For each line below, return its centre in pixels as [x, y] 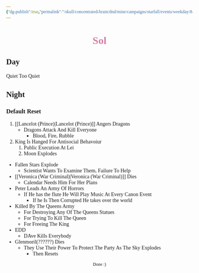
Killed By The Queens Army [45, 206]
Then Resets [45, 254]
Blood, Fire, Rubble [53, 136]
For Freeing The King [46, 224]
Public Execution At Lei [49, 148]
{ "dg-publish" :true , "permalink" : [34, 12]
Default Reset [24, 111]
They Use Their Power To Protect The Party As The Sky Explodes [92, 248]
